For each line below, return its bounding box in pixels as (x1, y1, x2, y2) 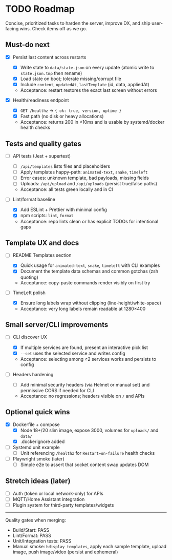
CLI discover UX (12, 334, 48, 340)
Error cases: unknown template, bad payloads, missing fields (20, 175, 149, 181)
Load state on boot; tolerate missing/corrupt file (20, 75, 121, 82)
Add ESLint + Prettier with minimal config (20, 206, 107, 213)
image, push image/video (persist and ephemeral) (12, 549, 118, 555)
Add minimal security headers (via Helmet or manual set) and (20, 381, 150, 388)
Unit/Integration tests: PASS (12, 538, 72, 544)
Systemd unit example (12, 444, 60, 450)
